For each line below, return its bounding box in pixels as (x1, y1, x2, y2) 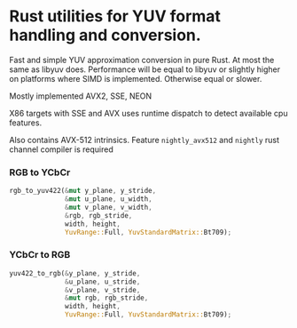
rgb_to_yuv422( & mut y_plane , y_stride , (9, 187, 157, 196)
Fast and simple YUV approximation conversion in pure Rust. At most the (9, 54, 275, 65)
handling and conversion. (9, 25, 201, 45)
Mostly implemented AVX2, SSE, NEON (9, 91, 152, 101)
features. (9, 117, 43, 128)
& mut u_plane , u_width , (65, 195, 152, 204)
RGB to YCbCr (9, 166, 71, 179)
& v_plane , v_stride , (65, 285, 141, 294)
